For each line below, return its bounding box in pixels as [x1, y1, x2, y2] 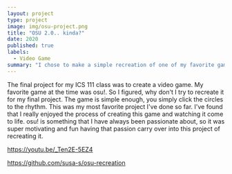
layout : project [7, 10, 54, 17]
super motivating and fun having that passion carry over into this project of [7, 124, 221, 133]
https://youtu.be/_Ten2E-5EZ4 [7, 145, 93, 153]
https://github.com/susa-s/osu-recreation [7, 158, 126, 166]
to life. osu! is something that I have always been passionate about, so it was [7, 117, 225, 125]
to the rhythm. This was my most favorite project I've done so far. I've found [7, 102, 223, 110]
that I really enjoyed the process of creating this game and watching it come [7, 110, 224, 118]
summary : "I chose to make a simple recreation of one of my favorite [7, 61, 215, 68]
